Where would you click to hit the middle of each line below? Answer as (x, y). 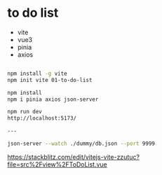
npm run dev (25, 112)
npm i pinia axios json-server (53, 99)
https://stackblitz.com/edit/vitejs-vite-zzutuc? (74, 157)
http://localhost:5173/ (42, 118)
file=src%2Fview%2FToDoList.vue (57, 164)
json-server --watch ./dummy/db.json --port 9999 (81, 144)
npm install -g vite (38, 73)
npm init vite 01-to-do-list (50, 80)
